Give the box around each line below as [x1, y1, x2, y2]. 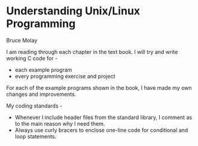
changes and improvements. [6, 90, 77, 98]
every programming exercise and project [14, 72, 115, 80]
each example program [14, 66, 72, 73]
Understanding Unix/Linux [6, 4, 141, 18]
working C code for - [6, 54, 58, 62]
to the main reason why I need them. [14, 120, 105, 127]
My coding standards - [6, 102, 63, 109]
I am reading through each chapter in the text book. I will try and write [6, 48, 178, 55]
